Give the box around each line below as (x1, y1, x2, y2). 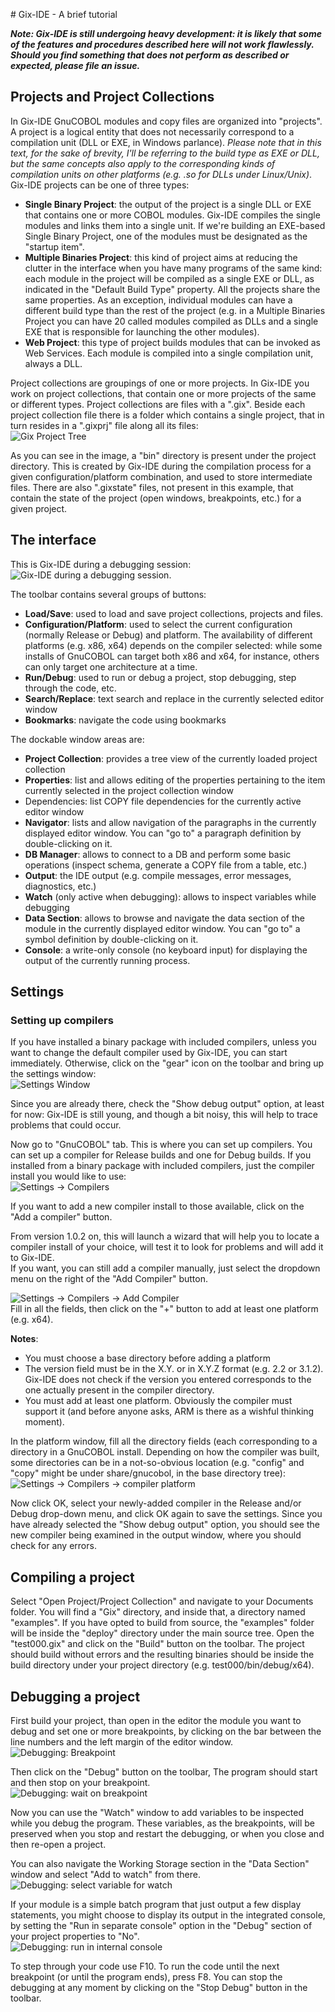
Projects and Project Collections (10, 89, 215, 106)
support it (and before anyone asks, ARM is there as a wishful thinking (24, 1405, 315, 1418)
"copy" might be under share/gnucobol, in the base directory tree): (10, 1467, 287, 1479)
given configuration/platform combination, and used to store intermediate (10, 470, 313, 483)
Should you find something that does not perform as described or (10, 49, 290, 61)
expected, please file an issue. (10, 60, 141, 71)
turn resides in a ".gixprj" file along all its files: (10, 419, 199, 431)
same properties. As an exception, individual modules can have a (24, 294, 293, 306)
